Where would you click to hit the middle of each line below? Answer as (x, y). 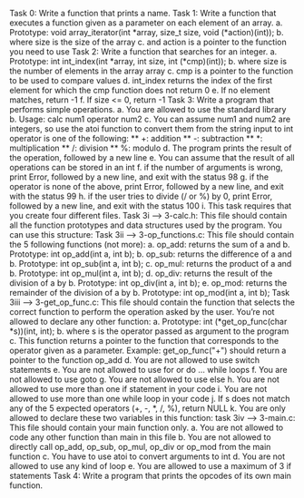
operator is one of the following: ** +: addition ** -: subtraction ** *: (136, 138)
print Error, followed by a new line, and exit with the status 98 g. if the (139, 177)
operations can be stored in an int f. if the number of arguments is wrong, (146, 167)
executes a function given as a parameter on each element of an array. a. (146, 23)
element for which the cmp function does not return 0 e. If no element (140, 90)
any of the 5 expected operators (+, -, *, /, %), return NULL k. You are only (147, 408)
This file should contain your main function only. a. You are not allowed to (147, 427)
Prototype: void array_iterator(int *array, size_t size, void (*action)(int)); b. (147, 32)
